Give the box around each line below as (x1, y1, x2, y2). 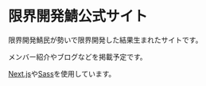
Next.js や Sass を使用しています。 (8, 68, 116, 78)
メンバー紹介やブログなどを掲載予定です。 (8, 52, 147, 61)
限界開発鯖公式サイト (8, 7, 149, 25)
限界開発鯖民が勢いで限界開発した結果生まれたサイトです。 (8, 35, 203, 45)
